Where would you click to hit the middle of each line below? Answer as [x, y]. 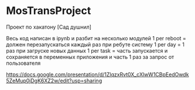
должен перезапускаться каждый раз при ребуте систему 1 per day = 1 [95, 44]
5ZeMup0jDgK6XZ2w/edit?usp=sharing [54, 81]
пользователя [23, 63]
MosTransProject [49, 11]
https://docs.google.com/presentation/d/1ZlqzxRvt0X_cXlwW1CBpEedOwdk [97, 74]
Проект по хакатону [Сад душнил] [49, 27]
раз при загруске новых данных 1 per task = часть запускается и [87, 50]
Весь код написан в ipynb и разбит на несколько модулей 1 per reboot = [96, 38]
